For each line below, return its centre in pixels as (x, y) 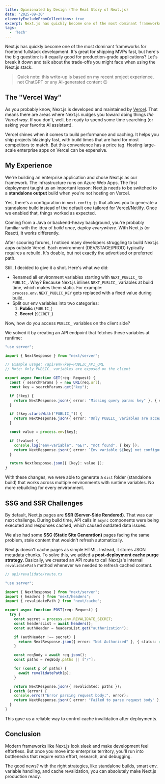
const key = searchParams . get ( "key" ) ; (49, 387)
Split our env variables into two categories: (55, 303)
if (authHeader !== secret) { (45, 637)
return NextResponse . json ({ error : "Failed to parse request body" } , (88, 700)
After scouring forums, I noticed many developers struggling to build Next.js (82, 242)
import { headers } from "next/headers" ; (48, 596)
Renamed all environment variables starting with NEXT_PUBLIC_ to (77, 277)
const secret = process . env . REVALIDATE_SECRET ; (63, 619)
